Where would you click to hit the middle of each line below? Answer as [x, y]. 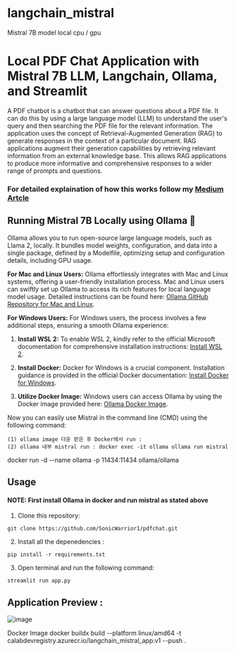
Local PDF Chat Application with [103, 61]
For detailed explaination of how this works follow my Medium [116, 189]
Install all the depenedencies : [61, 542]
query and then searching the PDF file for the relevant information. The [110, 126]
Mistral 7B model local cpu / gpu [54, 32]
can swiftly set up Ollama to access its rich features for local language [109, 289]
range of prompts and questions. [55, 170]
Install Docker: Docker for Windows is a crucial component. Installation [121, 367]
